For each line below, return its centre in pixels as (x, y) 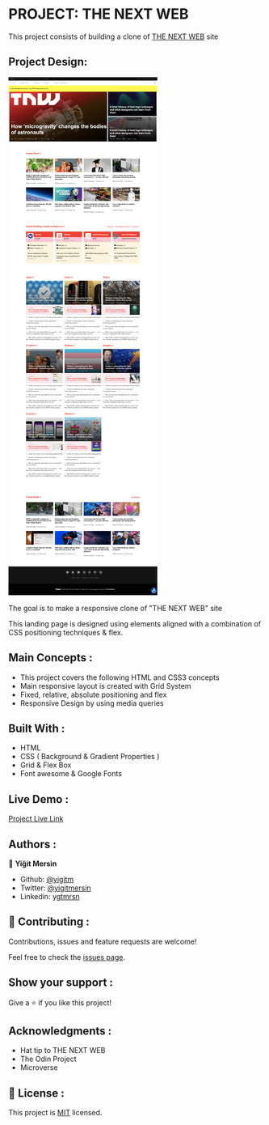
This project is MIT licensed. (55, 1113)
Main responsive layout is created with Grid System (105, 686)
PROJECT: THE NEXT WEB (99, 14)
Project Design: (48, 62)
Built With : (37, 728)
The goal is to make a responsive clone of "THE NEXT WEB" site (116, 608)
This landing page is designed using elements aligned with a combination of (134, 623)
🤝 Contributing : (49, 922)
